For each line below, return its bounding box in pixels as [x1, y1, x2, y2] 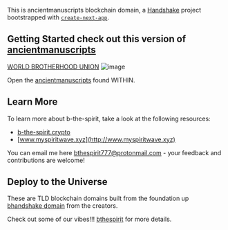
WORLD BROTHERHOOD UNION [7, 62, 99, 71]
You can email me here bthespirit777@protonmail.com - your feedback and [7, 148, 222, 157]
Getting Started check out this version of [7, 33, 187, 45]
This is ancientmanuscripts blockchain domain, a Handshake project [7, 6, 202, 14]
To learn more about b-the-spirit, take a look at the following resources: [7, 114, 211, 123]
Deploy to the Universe [7, 176, 108, 188]
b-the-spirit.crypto [17, 127, 70, 136]
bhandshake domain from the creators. [7, 202, 118, 210]
